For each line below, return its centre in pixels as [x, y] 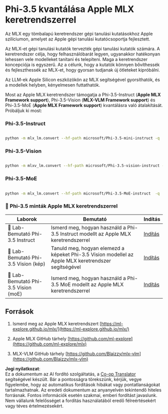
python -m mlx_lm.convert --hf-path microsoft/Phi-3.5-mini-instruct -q [82, 138]
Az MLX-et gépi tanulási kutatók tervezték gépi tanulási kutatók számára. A [82, 48]
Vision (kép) [31, 263]
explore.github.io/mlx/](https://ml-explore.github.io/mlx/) [71, 329]
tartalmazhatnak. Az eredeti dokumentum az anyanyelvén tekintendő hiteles [83, 390]
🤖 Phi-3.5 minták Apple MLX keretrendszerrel [61, 206]
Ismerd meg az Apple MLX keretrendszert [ [57, 323]
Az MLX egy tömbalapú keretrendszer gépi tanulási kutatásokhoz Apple [79, 33]
